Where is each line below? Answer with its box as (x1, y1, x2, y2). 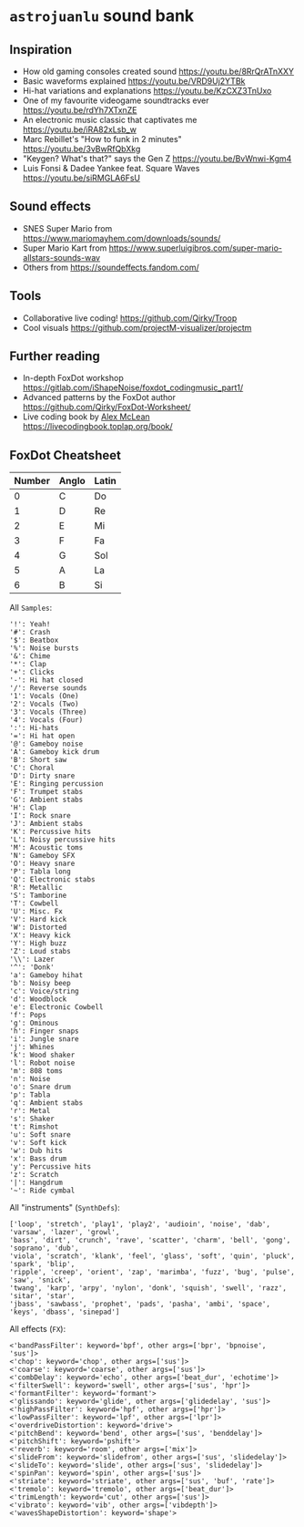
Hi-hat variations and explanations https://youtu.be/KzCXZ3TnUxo (22, 86, 272, 96)
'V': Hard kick (9, 915, 67, 924)
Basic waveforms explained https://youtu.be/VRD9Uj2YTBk (22, 76, 246, 87)
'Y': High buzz (9, 939, 67, 948)
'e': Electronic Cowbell (9, 1003, 104, 1012)
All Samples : (9, 603, 53, 614)
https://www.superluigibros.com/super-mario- (108, 242, 283, 253)
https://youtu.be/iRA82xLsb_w (22, 124, 137, 135)
